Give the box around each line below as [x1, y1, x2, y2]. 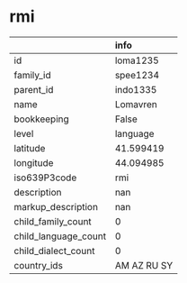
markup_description [13, 200, 99, 213]
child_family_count [13, 215, 92, 227]
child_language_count [13, 230, 106, 242]
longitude [13, 156, 54, 169]
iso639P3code [13, 171, 77, 184]
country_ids [13, 259, 63, 271]
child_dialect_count [13, 244, 95, 257]
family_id [13, 68, 51, 81]
